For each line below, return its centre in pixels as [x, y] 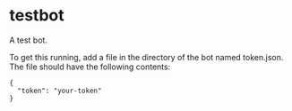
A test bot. [28, 40]
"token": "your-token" [60, 91]
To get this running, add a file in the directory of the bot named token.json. [146, 57]
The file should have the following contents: [90, 67]
